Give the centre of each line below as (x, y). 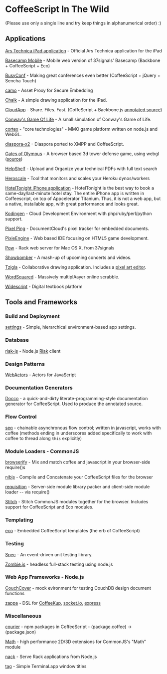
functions (15, 593)
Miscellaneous (23, 616)
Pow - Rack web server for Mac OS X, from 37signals (60, 247)
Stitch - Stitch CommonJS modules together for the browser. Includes (77, 501)
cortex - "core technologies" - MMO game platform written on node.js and (82, 129)
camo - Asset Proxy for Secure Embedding (49, 90)
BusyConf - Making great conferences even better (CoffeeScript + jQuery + (83, 75)
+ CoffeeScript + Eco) (28, 65)
